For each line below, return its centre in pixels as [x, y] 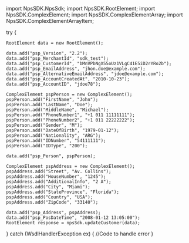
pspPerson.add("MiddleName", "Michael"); [58, 110]
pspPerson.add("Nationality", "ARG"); [53, 136]
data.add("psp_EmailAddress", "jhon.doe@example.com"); [76, 69]
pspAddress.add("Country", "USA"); [50, 197]
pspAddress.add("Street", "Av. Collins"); [59, 171]
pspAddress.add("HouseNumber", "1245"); [56, 177]
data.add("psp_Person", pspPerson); [51, 156]
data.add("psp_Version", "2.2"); [47, 53]
